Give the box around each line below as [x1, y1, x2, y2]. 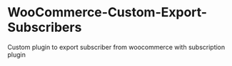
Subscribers [7, 19, 82, 35]
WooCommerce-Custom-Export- [7, 4, 208, 21]
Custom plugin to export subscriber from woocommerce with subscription [7, 43, 226, 51]
